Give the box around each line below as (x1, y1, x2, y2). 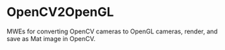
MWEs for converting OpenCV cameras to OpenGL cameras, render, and (6, 27, 218, 35)
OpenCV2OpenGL (6, 4, 114, 20)
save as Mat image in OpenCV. (6, 34, 96, 42)
